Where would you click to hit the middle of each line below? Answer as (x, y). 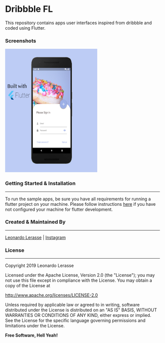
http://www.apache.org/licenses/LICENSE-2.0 (52, 295)
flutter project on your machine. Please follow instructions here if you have (81, 204)
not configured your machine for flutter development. (59, 209)
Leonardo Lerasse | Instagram (36, 237)
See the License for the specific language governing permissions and (75, 321)
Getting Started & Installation (41, 184)
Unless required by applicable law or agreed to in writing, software (72, 305)
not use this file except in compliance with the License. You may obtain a (79, 280)
